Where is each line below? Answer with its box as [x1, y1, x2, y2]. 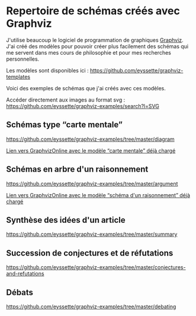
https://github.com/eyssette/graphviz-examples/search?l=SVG [6, 102, 160, 109]
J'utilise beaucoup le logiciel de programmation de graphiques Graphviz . [6, 36, 184, 43]
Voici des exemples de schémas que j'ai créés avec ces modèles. [6, 84, 166, 91]
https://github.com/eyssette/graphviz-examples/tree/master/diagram [6, 135, 175, 143]
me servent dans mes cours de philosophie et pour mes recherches [6, 49, 172, 56]
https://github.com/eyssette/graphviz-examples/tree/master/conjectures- [6, 264, 186, 271]
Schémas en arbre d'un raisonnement [6, 165, 149, 175]
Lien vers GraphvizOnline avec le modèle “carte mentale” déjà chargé [6, 147, 176, 154]
